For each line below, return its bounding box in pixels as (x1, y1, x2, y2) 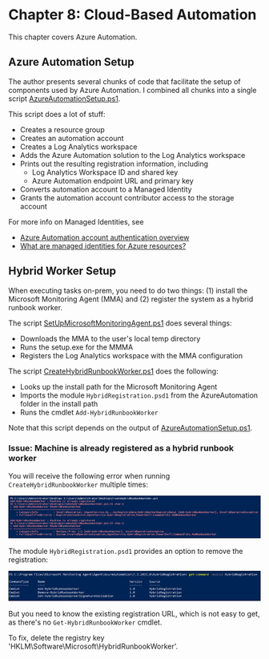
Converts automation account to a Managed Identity (19, 184, 192, 194)
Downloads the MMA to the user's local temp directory (19, 334, 201, 343)
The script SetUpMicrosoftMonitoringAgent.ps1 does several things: (8, 318, 232, 328)
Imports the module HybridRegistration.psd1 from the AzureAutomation (19, 390, 259, 400)
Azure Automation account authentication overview (19, 232, 190, 242)
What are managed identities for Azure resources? (19, 241, 187, 250)
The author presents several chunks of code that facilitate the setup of (8, 76, 242, 86)
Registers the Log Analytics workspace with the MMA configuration (19, 350, 243, 360)
